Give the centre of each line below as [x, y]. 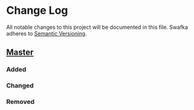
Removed [20, 102]
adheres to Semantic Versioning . [47, 33]
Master [20, 53]
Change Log [37, 11]
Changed [20, 86]
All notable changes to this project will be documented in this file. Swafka [97, 27]
